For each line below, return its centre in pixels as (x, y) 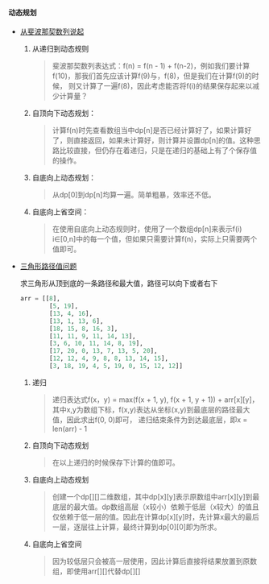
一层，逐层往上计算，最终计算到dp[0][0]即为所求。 (137, 527)
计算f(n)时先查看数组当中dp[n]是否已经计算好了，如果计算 (148, 130)
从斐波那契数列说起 (52, 31)
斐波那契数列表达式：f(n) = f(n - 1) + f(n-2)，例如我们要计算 (151, 66)
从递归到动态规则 (60, 49)
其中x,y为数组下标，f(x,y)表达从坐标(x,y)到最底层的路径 (144, 409)
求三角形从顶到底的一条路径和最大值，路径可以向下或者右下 (119, 284)
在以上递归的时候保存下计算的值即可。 (116, 462)
